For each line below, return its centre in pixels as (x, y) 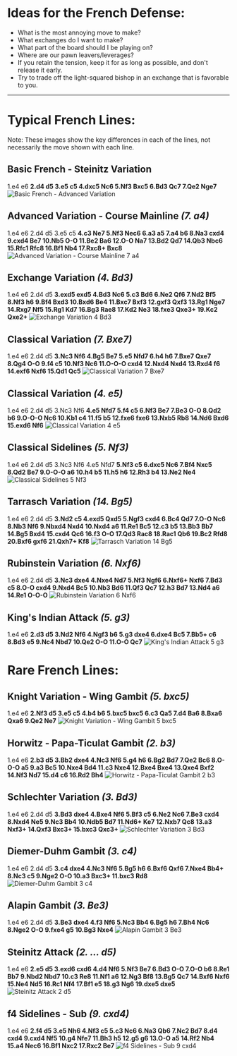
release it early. (40, 70)
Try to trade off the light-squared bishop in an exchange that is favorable (123, 77)
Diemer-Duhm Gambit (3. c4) (72, 851)
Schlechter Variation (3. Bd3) (72, 797)
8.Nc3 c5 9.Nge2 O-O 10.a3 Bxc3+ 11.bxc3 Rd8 (78, 875)
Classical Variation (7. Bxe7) (70, 339)
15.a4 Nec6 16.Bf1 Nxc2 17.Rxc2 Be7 (61, 1046)
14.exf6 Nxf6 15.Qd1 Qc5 (44, 371)
